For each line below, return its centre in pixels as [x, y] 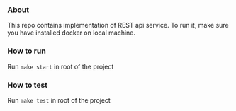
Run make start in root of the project [61, 66]
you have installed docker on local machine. [72, 33]
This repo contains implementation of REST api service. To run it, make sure [118, 25]
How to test [28, 85]
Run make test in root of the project [59, 100]
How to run [27, 51]
